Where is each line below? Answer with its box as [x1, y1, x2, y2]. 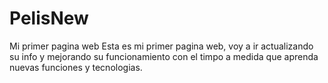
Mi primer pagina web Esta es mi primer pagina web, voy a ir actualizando [9, 40, 314, 52]
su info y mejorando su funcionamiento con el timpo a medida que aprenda [9, 50, 319, 62]
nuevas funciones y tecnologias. [9, 61, 143, 73]
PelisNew [9, 7, 89, 30]
